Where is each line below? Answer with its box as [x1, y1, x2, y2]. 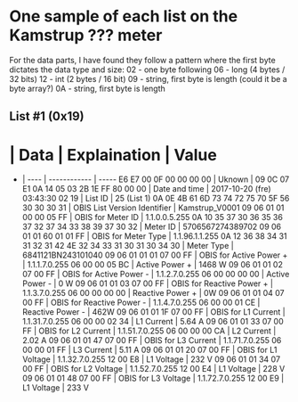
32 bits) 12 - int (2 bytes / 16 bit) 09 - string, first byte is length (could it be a [9, 73, 287, 84]
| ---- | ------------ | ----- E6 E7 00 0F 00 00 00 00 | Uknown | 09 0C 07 [21, 174, 290, 185]
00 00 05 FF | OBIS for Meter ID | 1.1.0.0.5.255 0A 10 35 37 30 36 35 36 [21, 212, 283, 223]
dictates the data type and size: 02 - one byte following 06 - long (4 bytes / [9, 64, 286, 75]
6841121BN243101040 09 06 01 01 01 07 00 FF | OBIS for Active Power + [21, 250, 288, 260]
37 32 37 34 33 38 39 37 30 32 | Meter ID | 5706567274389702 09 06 [21, 221, 282, 233]
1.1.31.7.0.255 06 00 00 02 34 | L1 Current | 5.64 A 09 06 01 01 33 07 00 [21, 316, 284, 327]
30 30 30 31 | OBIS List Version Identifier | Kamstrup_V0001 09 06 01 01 [21, 202, 285, 213]
